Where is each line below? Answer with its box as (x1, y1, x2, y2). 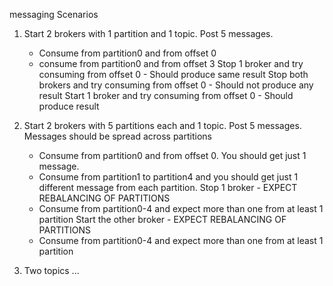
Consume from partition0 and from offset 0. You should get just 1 (38, 150, 307, 161)
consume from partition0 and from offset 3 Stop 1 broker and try (38, 58, 304, 69)
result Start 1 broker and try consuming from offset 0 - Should (38, 90, 294, 101)
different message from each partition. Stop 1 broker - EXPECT (38, 182, 298, 193)
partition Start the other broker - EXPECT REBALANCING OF (38, 214, 287, 225)
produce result (38, 100, 100, 112)
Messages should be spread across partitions (23, 130, 212, 142)
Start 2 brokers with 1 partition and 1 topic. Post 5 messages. (23, 28, 274, 39)
